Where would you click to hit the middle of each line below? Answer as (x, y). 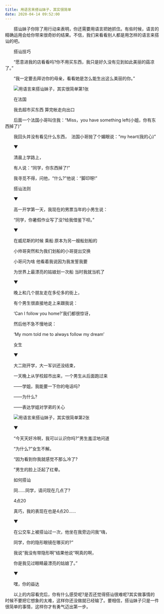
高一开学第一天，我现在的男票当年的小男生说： (61, 209)
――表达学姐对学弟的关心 (39, 407)
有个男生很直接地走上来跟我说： (46, 303)
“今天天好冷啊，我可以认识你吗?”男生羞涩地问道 (61, 438)
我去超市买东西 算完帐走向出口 (44, 109)
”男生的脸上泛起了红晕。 (38, 469)
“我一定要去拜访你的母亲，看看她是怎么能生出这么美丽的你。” (74, 78)
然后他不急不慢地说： (35, 324)
